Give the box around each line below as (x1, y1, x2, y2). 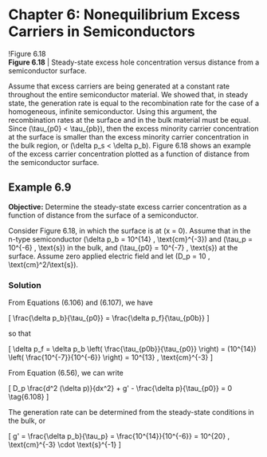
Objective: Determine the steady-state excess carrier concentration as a (8, 202, 247, 211)
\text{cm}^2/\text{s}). (8, 259, 78, 269)
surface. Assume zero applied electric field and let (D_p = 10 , (8, 251, 210, 261)
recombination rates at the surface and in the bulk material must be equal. (8, 115, 251, 124)
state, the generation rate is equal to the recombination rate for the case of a (8, 98, 260, 108)
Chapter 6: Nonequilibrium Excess (8, 6, 241, 24)
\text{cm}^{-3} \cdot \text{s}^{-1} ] (8, 440, 122, 450)
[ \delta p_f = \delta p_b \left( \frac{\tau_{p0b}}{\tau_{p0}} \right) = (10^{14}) (8, 345, 257, 354)
